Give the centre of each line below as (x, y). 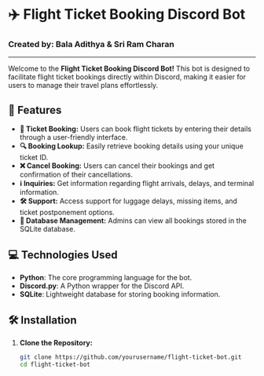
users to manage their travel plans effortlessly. (83, 86)
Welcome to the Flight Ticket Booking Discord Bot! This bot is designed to (129, 69)
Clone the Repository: (56, 342)
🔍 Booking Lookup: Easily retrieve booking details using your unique (131, 146)
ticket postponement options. (67, 213)
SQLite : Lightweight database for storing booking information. (120, 294)
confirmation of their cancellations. (76, 175)
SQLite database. (48, 229)
